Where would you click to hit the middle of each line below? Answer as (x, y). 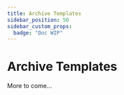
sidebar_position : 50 (38, 20)
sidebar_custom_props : (40, 26)
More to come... (30, 86)
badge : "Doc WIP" (38, 33)
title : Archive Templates (44, 13)
